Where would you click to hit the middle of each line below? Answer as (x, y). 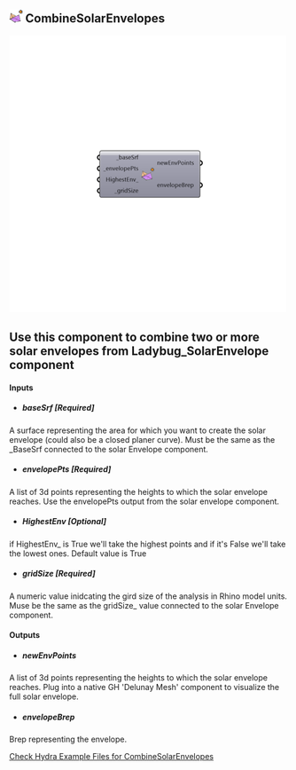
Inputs (21, 388)
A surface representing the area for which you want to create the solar (137, 430)
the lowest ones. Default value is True (78, 553)
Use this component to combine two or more (134, 338)
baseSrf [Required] (58, 408)
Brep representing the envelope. (68, 739)
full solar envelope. (44, 696)
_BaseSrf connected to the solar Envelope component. (109, 449)
